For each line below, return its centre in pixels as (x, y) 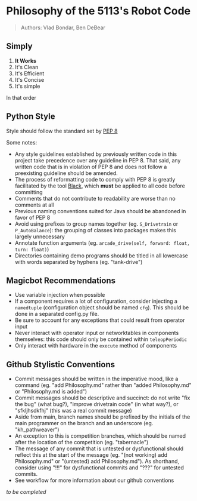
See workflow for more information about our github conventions (94, 480)
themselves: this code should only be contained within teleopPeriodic (101, 339)
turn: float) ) (32, 249)
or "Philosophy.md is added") (51, 392)
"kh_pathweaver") (37, 430)
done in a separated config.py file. (57, 314)
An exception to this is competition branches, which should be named (100, 436)
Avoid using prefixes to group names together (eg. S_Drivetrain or (96, 224)
